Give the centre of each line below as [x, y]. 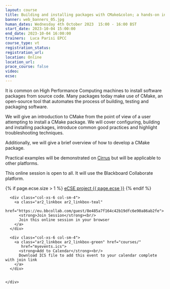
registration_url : [25, 52]
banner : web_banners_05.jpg [35, 19]
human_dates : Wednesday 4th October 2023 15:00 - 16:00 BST [71, 24]
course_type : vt [22, 43]
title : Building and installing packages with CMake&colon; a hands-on [82, 15]
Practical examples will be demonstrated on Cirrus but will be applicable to [83, 157]
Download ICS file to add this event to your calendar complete [88, 255]
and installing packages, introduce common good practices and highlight [81, 127]
